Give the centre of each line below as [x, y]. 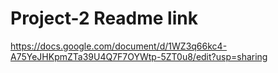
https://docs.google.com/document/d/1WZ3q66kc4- [119, 46]
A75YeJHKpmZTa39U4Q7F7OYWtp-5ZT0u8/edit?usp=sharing [139, 56]
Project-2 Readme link [104, 18]
